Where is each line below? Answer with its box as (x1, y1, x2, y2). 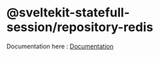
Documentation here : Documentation (6, 42, 114, 50)
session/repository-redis (6, 19, 154, 35)
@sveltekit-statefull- (6, 5, 130, 21)
